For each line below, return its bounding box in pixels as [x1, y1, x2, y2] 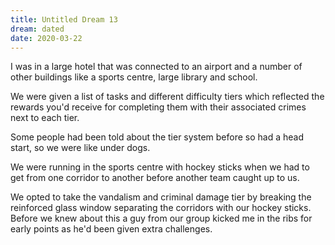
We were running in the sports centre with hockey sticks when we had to [10, 161, 310, 173]
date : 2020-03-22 [10, 33, 83, 43]
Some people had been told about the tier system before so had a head [10, 131, 305, 143]
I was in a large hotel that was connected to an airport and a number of [10, 61, 303, 73]
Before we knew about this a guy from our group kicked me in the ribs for [10, 212, 313, 225]
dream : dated [10, 24, 65, 34]
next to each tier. [10, 112, 80, 124]
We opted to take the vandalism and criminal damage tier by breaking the [10, 191, 312, 203]
